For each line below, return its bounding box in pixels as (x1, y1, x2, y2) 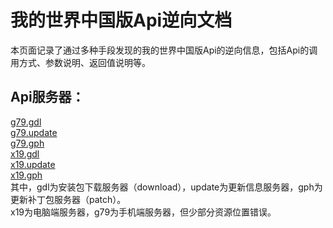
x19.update (10, 158, 56, 170)
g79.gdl (10, 116, 42, 128)
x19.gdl (10, 147, 40, 160)
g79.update (10, 126, 58, 138)
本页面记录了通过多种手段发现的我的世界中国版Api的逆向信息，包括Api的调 (10, 44, 318, 56)
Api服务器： (10, 89, 85, 106)
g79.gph (10, 137, 45, 149)
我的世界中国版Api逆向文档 (10, 9, 233, 32)
